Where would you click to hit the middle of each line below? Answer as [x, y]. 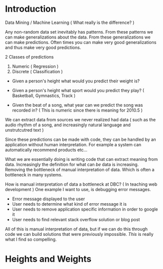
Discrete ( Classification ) [37, 71]
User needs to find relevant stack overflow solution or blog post [76, 219]
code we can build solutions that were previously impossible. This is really [79, 234]
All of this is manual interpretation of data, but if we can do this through [76, 229]
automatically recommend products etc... [46, 150]
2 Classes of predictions [29, 57]
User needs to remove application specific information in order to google [85, 209]
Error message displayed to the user [48, 199]
